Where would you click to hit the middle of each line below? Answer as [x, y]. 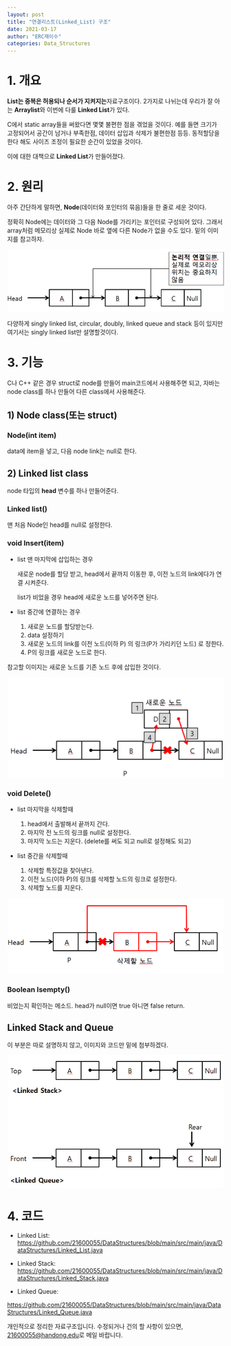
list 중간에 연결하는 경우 [49, 612]
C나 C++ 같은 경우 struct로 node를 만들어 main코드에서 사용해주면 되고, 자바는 [113, 383]
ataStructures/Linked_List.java [60, 1250]
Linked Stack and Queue [60, 1028]
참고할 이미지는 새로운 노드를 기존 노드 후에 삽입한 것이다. [84, 667]
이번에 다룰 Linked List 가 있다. [88, 110]
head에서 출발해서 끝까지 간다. [68, 824]
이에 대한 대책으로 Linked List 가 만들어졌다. [66, 157]
